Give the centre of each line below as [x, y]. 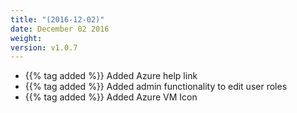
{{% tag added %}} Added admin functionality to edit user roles [156, 87]
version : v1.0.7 [44, 47]
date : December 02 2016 [60, 29]
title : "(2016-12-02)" [57, 19]
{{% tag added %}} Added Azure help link [111, 76]
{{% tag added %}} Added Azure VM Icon [111, 97]
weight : [26, 38]
